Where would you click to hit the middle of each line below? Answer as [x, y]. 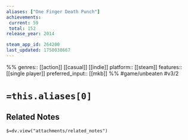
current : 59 [24, 23]
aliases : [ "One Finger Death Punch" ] [53, 12]
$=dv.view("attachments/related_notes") [57, 131]
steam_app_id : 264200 [33, 45]
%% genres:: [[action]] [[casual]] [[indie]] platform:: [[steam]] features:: [94, 67]
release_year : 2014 [30, 34]
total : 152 [22, 28]
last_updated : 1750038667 [38, 50]
